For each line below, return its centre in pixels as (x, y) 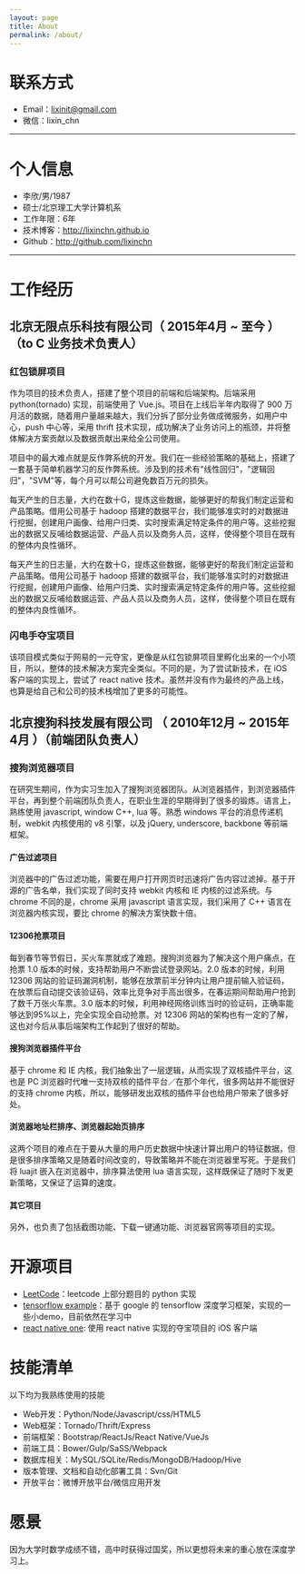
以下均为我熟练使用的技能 (57, 1395)
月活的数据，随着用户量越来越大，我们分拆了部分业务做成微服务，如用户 (144, 416)
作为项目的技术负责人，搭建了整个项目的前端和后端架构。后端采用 (133, 393)
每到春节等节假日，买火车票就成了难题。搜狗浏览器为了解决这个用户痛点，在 (152, 957)
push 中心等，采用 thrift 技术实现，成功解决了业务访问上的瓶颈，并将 (154, 427)
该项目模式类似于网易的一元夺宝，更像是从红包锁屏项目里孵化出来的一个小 (148, 657)
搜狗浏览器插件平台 (45, 1048)
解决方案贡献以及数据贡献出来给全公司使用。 (100, 439)
